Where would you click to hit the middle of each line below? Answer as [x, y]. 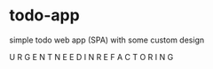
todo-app [44, 15]
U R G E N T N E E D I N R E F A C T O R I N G [91, 57]
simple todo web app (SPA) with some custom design [107, 40]
